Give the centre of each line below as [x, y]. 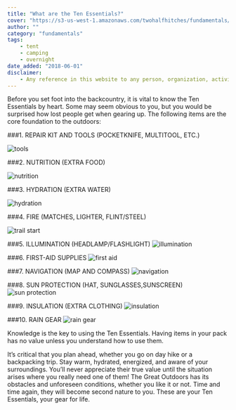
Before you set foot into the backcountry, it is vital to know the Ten [103, 99]
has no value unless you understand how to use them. [85, 341]
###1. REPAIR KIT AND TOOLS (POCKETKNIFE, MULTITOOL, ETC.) [104, 135]
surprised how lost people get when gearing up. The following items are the [117, 114]
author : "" [23, 27]
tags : [15, 40]
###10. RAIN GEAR [34, 320]
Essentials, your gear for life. [48, 399]
